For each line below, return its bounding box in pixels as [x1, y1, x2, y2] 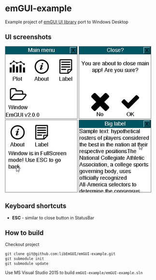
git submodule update [5, 261, 49, 266]
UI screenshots [5, 33, 52, 41]
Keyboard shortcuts [5, 202, 67, 210]
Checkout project [5, 242, 40, 248]
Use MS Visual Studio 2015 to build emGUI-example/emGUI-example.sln [5, 270, 143, 276]
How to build [5, 229, 44, 237]
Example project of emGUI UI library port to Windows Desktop [5, 19, 129, 25]
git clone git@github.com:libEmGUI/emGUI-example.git [5, 251, 116, 257]
